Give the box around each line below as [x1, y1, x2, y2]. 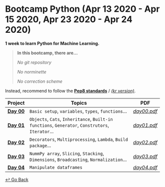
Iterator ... [29, 128, 54, 135]
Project [7, 99, 25, 106]
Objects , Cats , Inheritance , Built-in [29, 116, 113, 122]
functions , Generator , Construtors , [29, 121, 110, 128]
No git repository [17, 59, 52, 65]
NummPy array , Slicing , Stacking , [29, 150, 104, 157]
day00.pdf [133, 108, 158, 115]
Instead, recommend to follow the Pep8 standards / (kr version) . [5, 88, 136, 93]
